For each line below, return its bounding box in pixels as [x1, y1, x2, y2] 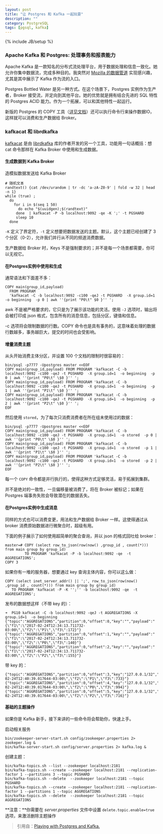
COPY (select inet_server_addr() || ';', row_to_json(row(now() [5, 578, 138, 583]
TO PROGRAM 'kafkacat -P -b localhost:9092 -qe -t [24, 551, 131, 556]
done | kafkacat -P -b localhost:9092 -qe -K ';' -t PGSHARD [16, 211, 145, 216]
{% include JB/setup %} [5, 39, 53, 44]
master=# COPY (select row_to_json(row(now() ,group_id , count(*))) [5, 542, 149, 548]
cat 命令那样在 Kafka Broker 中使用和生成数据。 [5, 146, 100, 152]
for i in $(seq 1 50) [14, 202, 57, 207]
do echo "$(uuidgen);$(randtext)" [17, 206, 88, 211]
